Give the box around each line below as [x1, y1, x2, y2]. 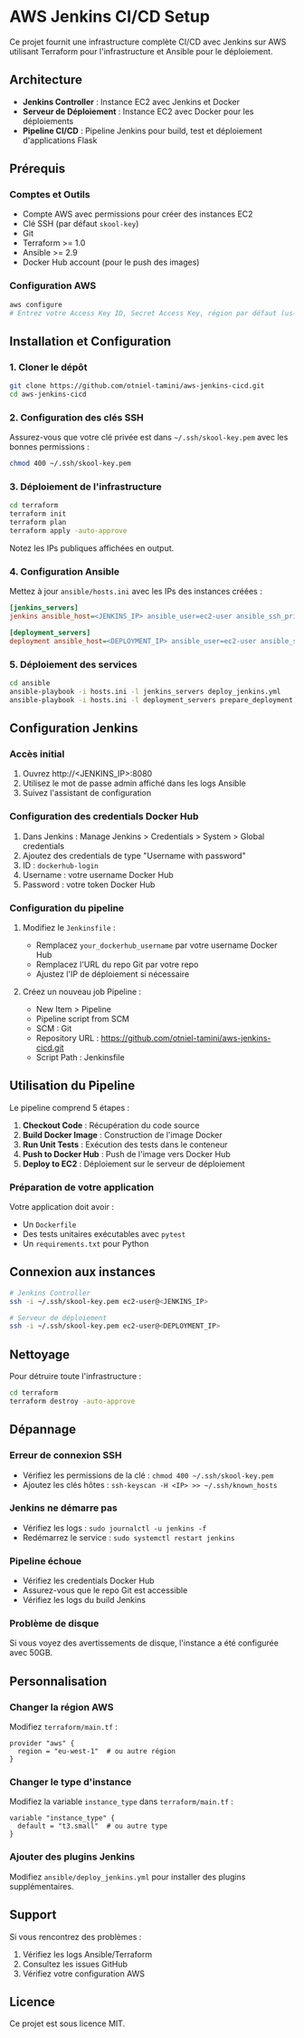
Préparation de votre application [9, 1181, 155, 1193]
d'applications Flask [22, 134, 98, 146]
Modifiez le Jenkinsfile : [22, 922, 116, 932]
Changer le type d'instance [9, 1776, 132, 1789]
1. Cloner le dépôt [9, 361, 88, 373]
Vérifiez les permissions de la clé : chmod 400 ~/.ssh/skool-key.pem [22, 1470, 274, 1481]
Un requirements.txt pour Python [22, 1239, 149, 1249]
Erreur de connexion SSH [9, 1449, 122, 1462]
